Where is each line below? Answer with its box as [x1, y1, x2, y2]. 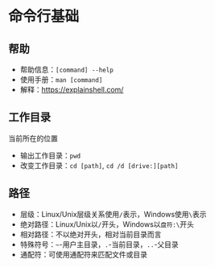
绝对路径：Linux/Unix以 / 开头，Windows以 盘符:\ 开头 [19, 219, 195, 229]
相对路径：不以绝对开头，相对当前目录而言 [19, 229, 162, 239]
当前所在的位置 [8, 133, 58, 143]
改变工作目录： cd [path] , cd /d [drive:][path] [19, 160, 179, 170]
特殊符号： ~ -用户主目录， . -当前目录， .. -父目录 [19, 239, 179, 249]
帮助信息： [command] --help [19, 65, 114, 74]
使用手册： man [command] [19, 75, 103, 84]
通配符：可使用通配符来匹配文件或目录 [19, 249, 147, 259]
